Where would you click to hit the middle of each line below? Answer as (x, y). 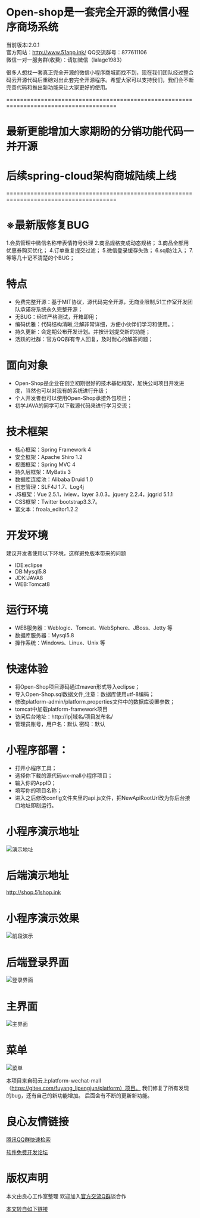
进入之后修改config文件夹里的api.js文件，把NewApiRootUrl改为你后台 (100, 798)
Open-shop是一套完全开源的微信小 (92, 12)
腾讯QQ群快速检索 (29, 1140)
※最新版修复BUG (48, 225)
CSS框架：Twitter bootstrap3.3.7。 (57, 501)
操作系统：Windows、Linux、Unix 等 (60, 643)
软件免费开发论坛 (27, 1152)
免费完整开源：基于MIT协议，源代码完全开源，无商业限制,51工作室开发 (101, 301)
